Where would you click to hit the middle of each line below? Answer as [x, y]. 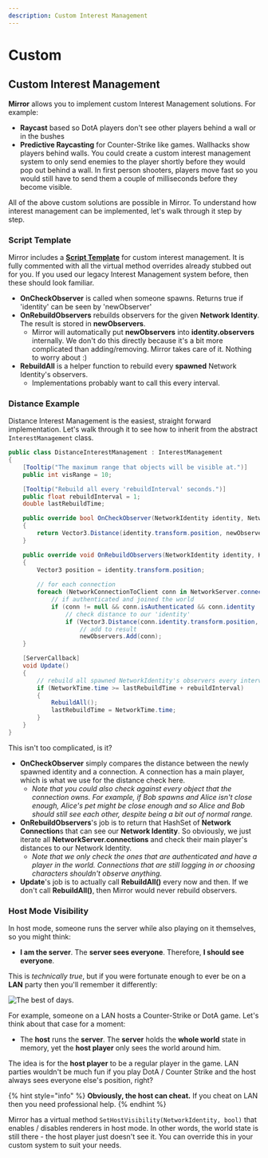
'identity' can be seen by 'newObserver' [86, 306]
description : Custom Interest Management [78, 16]
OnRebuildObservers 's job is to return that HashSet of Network [125, 822]
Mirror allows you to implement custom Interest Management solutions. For [132, 104]
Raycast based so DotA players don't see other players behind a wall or [138, 128]
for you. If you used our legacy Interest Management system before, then [128, 274]
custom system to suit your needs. [65, 1145]
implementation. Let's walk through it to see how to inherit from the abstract [133, 429]
